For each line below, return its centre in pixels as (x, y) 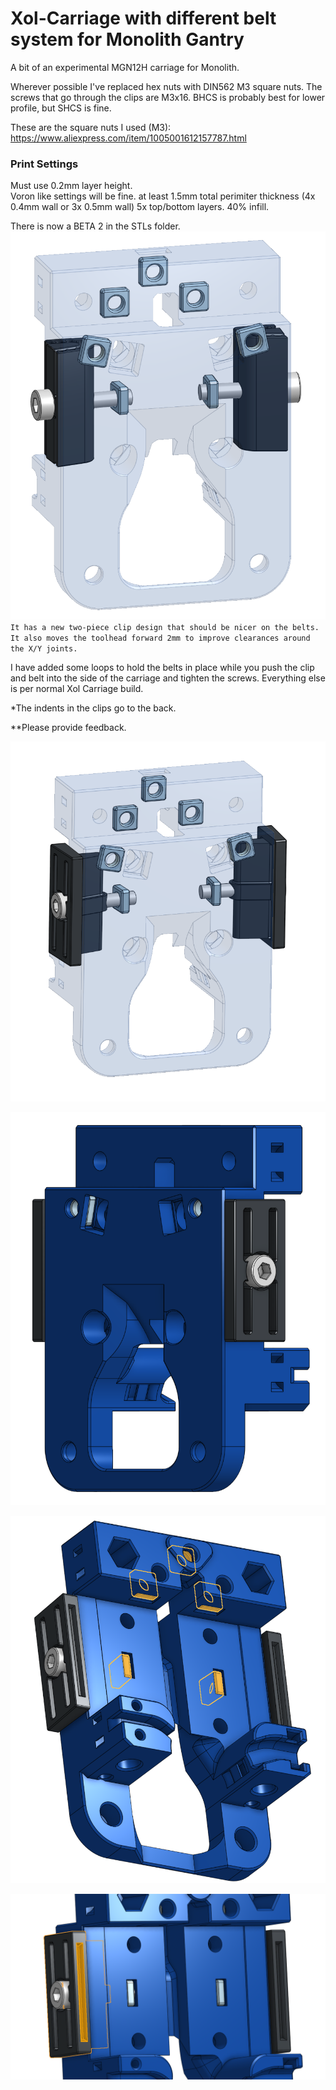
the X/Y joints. (44, 649)
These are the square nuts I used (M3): (91, 127)
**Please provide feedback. (68, 728)
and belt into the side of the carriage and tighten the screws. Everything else (168, 678)
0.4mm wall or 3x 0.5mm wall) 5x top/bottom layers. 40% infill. (140, 207)
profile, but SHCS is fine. (61, 108)
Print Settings (44, 164)
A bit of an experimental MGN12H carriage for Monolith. (125, 67)
